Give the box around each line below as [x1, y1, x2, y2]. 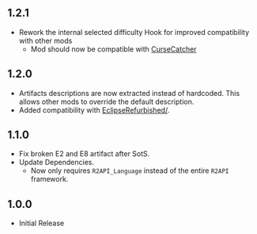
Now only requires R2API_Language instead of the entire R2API [30, 166, 229, 175]
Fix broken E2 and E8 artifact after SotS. [18, 149, 150, 159]
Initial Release [18, 218, 65, 228]
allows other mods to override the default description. [18, 97, 195, 106]
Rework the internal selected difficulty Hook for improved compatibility [18, 27, 250, 36]
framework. [30, 175, 69, 184]
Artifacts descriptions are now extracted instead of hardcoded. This [18, 88, 240, 98]
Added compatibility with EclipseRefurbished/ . [18, 105, 170, 114]
